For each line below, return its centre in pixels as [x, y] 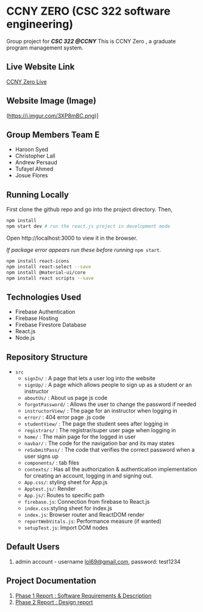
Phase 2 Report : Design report [54, 602]
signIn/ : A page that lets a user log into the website [90, 378]
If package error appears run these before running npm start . [84, 249]
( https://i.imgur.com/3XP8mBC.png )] [52, 116]
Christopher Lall [35, 156]
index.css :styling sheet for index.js [68, 508]
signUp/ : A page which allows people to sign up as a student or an [108, 385]
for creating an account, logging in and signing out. [88, 476]
